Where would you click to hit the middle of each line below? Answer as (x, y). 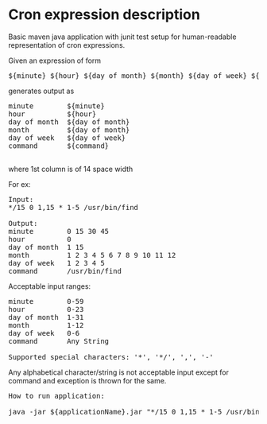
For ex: (19, 184)
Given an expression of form (55, 60)
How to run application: (56, 396)
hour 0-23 (46, 309)
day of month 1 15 (46, 247)
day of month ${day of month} (69, 122)
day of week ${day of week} (67, 138)
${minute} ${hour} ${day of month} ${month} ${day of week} (128, 76)
